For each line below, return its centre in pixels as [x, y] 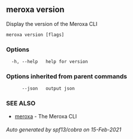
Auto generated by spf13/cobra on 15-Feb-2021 [64, 130]
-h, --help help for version [50, 62]
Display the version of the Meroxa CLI [52, 24]
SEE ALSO [21, 104]
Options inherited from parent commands [67, 77]
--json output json [48, 89]
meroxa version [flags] [35, 35]
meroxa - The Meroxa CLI [46, 116]
